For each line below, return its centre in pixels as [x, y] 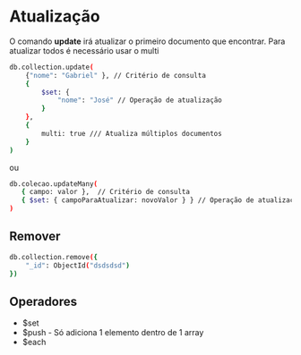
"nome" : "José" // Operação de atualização [139, 100]
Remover [35, 237]
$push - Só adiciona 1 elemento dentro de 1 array [113, 333]
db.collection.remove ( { [54, 257]
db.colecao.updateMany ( [54, 184]
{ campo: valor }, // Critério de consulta [106, 192]
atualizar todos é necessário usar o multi [84, 50]
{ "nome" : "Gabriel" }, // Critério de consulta [116, 75]
